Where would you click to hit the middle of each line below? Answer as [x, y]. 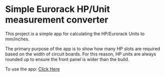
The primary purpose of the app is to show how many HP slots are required [83, 48]
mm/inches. [17, 39]
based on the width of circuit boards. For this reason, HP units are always [81, 54]
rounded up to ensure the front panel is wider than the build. [67, 59]
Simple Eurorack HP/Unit [57, 9]
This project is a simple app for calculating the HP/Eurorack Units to [75, 33]
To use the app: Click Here [32, 69]
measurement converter [57, 20]
